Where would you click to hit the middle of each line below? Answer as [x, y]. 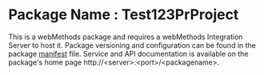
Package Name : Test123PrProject [124, 15]
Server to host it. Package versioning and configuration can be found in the [132, 45]
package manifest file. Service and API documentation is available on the [128, 53]
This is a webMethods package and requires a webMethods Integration [126, 37]
